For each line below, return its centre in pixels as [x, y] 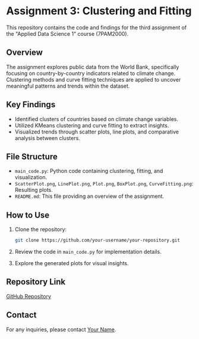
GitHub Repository [29, 296]
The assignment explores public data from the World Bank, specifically [93, 67]
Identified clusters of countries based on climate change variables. [97, 119]
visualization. [31, 178]
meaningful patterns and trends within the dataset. [68, 86]
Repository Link [36, 282]
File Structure [32, 156]
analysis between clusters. [47, 138]
